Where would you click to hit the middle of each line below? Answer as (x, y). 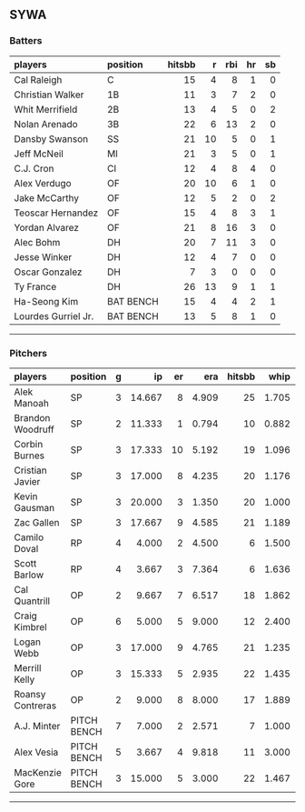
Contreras (35, 706)
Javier (27, 481)
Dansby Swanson (51, 138)
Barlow (29, 575)
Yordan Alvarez (47, 227)
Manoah (32, 403)
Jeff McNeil (39, 154)
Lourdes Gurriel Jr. (54, 316)
